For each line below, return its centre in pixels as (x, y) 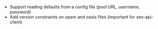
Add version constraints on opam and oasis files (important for (72, 17)
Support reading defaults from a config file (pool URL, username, (75, 7)
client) (16, 22)
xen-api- (145, 17)
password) (20, 12)
